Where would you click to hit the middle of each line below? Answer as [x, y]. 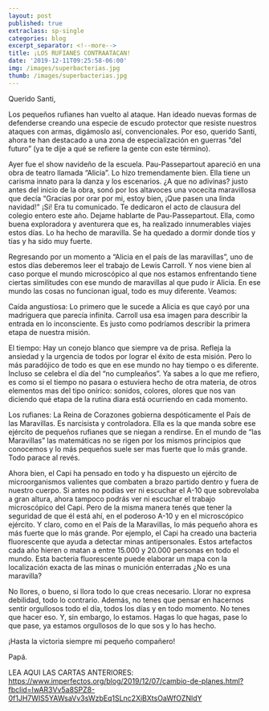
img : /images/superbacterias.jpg [64, 68]
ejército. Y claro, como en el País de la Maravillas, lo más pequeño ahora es [133, 524]
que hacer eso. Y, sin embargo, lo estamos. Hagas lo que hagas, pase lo [128, 617]
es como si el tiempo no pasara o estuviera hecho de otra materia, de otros [132, 382]
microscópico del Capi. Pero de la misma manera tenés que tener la [120, 507]
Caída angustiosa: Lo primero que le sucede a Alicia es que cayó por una [129, 306]
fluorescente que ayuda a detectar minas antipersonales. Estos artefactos [130, 541]
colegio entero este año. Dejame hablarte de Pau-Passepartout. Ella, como [132, 215]
